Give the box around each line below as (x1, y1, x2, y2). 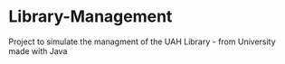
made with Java (8, 45, 68, 56)
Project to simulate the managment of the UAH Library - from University (8, 36, 277, 47)
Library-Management (8, 6, 173, 27)
